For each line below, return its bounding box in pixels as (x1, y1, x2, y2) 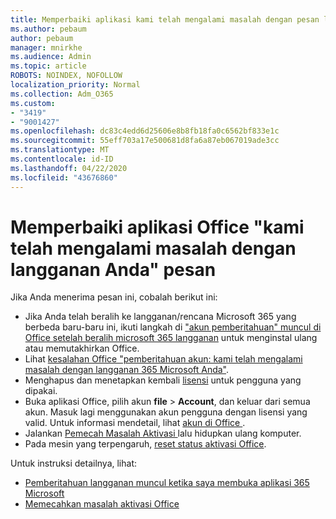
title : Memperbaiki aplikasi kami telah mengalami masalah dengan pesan (10, 14, 320, 25)
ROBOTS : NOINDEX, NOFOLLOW (10, 71, 123, 81)
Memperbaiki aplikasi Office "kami (10, 216, 305, 238)
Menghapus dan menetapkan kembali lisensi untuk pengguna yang (24, 374, 302, 386)
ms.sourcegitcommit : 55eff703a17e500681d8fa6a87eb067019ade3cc (10, 136, 280, 146)
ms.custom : (10, 98, 56, 108)
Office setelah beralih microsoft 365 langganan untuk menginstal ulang (24, 332, 318, 344)
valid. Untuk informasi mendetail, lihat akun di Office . (24, 417, 246, 429)
